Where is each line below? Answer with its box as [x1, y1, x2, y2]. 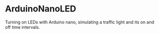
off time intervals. [5, 24, 40, 30]
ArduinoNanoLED [5, 3, 77, 14]
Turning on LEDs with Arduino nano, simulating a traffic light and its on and [5, 19, 154, 25]
